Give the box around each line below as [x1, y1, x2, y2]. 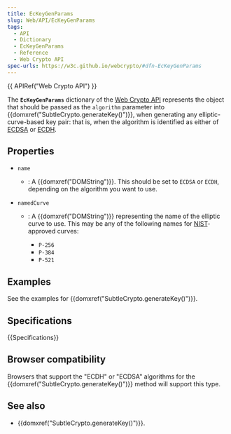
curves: [57, 227, 79, 236]
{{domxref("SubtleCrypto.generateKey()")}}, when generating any [7, 110, 197, 118]
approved [27, 227, 56, 236]
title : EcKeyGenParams [7, 10, 73, 18]
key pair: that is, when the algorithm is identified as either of [45, 117, 219, 126]
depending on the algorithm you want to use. [27, 185, 157, 194]
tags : [7, 23, 23, 30]
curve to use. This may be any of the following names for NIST [27, 219, 208, 228]
